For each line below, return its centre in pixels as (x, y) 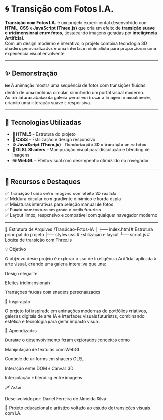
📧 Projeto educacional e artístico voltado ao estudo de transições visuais (78, 408)
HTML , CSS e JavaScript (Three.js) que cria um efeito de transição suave (80, 28)
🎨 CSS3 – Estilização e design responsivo (54, 139)
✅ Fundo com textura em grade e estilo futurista (53, 210)
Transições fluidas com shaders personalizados (53, 292)
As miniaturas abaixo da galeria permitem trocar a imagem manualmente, (78, 97)
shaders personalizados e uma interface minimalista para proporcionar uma (81, 48)
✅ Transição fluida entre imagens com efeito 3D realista (61, 194)
